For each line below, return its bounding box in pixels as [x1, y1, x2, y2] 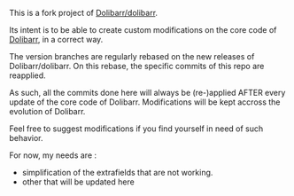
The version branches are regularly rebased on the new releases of [9, 51, 255, 61]
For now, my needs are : [9, 150, 97, 161]
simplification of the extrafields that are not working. [21, 168, 213, 177]
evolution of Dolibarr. [9, 106, 86, 116]
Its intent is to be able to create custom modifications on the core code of [9, 25, 277, 35]
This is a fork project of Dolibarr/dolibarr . [9, 8, 158, 18]
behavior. [9, 133, 43, 143]
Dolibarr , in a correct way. [9, 35, 104, 44]
